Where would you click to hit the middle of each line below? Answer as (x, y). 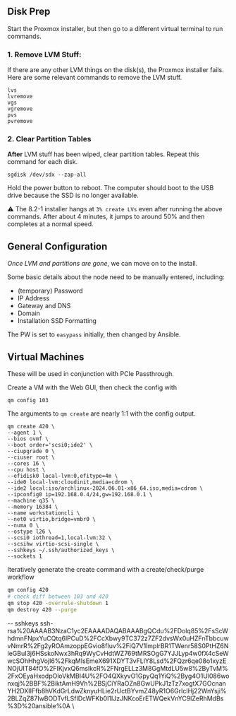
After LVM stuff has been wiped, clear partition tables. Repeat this (103, 154)
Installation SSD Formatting (57, 321)
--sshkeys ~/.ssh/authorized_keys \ (61, 551)
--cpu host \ (26, 470)
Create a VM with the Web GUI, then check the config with (92, 387)
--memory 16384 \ (33, 507)
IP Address (33, 298)
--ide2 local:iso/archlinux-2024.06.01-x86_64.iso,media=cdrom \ (105, 488)
